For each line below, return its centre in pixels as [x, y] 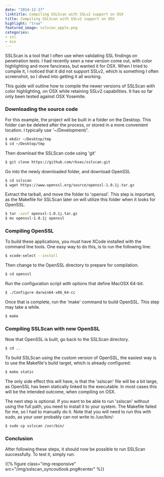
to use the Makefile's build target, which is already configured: [68, 363]
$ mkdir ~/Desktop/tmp [28, 139]
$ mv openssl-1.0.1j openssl [35, 218]
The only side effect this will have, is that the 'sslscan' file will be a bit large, [82, 381]
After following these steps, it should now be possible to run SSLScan [75, 449]
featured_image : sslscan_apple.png [41, 28]
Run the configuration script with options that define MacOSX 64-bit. [75, 284]
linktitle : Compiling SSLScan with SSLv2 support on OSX [64, 14]
